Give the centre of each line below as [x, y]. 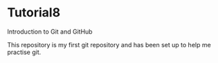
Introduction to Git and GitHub [50, 32]
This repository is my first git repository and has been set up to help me [109, 45]
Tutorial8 [34, 13]
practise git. [24, 52]
